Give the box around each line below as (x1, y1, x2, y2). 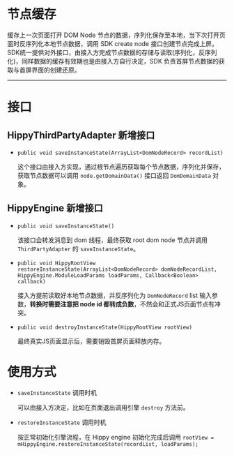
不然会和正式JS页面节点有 (139, 299, 214, 308)
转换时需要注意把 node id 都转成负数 (29, 299, 134, 308)
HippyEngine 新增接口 (7, 202, 103, 214)
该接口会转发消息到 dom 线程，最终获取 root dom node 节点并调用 (17, 235, 208, 244)
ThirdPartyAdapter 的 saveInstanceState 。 (17, 244, 140, 253)
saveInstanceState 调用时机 (17, 388, 97, 396)
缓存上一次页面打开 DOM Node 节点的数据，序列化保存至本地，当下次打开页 (7, 31, 226, 39)
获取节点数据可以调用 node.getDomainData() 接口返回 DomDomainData (17, 171, 211, 179)
